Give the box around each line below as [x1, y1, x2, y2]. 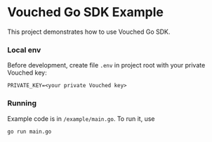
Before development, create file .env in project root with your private [7, 61, 206, 70]
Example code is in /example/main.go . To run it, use [7, 114, 155, 123]
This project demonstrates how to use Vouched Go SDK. [7, 27, 171, 36]
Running [7, 98, 37, 108]
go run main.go [7, 128, 52, 135]
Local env [7, 45, 41, 55]
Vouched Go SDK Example [7, 4, 164, 20]
